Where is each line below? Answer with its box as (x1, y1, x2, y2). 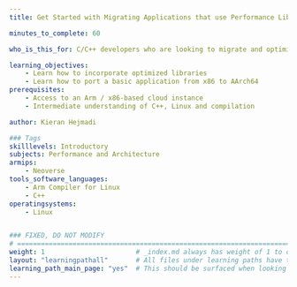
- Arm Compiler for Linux (25, 183, 121, 192)
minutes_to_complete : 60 (9, 28, 101, 38)
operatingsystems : (9, 200, 77, 208)
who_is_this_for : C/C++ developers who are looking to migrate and (9, 45, 263, 54)
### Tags (9, 133, 42, 142)
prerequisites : (9, 86, 65, 94)
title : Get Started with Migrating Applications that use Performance (9, 12, 275, 22)
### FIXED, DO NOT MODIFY (9, 231, 104, 240)
